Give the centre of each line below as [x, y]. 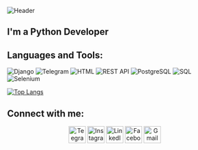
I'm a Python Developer [58, 32]
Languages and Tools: [55, 55]
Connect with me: [46, 114]
